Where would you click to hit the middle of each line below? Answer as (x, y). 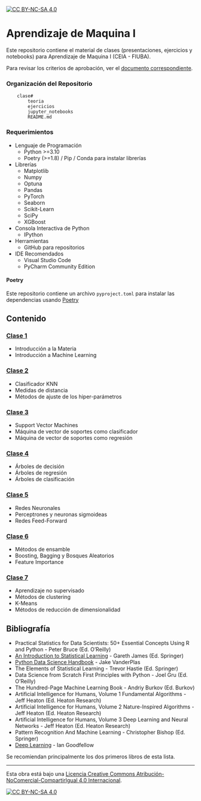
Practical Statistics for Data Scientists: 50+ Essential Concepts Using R (102, 643)
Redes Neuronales (38, 508)
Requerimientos (30, 132)
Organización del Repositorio (49, 83)
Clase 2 (17, 371)
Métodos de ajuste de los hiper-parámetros (68, 397)
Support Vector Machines (46, 425)
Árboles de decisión (39, 466)
